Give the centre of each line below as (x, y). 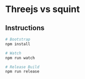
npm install (18, 44)
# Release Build (22, 67)
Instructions (25, 28)
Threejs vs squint (42, 9)
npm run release (22, 71)
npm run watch (20, 58)
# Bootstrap (18, 39)
